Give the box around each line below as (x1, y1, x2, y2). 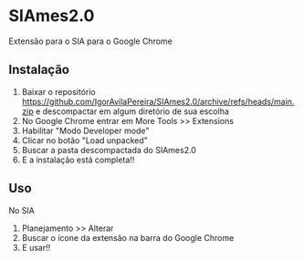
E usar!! (21, 242, 51, 253)
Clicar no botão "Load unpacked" (21, 134, 148, 146)
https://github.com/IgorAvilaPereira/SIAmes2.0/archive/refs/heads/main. (21, 96, 295, 107)
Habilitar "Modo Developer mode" (21, 125, 150, 136)
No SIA (8, 204, 36, 215)
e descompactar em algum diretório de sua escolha (35, 106, 230, 117)
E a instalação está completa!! (21, 154, 135, 165)
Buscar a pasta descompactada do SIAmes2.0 (21, 144, 197, 155)
